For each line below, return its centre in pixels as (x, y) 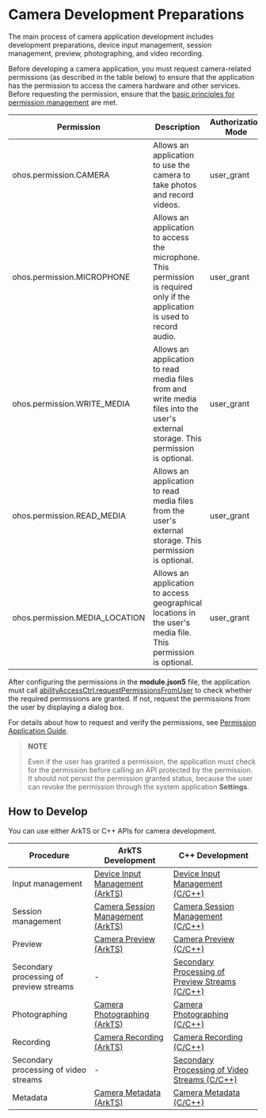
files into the (176, 408)
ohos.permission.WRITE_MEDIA (71, 403)
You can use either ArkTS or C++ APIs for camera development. (112, 830)
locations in (175, 612)
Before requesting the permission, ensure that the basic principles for (122, 93)
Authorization (236, 122)
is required (173, 287)
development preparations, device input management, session (110, 44)
